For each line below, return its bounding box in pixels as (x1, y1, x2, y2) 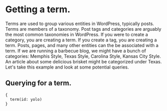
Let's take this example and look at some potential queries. (5, 64, 129, 70)
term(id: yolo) (10, 97, 42, 102)
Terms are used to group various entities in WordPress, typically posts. (5, 20, 154, 27)
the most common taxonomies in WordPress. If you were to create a (5, 31, 148, 37)
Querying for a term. (5, 79, 71, 87)
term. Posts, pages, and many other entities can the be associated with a (5, 42, 159, 48)
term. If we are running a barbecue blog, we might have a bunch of (5, 48, 147, 54)
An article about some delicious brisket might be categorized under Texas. (5, 58, 162, 64)
